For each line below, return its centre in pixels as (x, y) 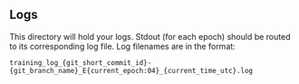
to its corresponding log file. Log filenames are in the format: (122, 46)
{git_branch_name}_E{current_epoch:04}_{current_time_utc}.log (131, 70)
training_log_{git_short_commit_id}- (81, 62)
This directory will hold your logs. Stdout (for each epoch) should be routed (150, 36)
